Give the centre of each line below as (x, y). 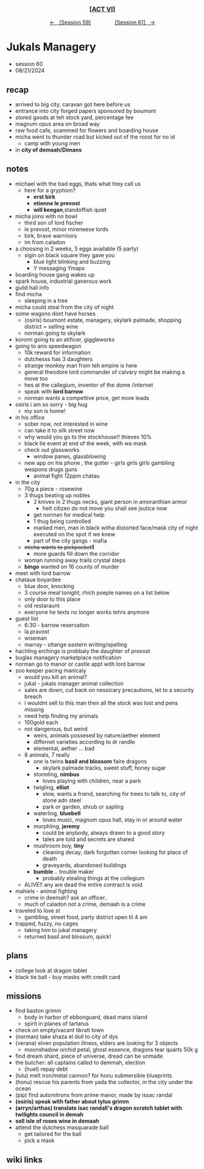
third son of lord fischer (54, 222)
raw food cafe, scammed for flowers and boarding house (86, 131)
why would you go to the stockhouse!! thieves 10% (88, 437)
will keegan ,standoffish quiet (70, 209)
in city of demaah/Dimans (48, 150)
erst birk (44, 197)
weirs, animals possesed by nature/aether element (97, 735)
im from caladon (45, 242)
